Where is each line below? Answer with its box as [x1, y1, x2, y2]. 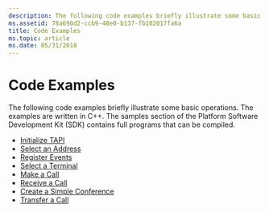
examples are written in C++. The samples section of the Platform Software [8, 112, 259, 121]
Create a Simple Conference [19, 186, 114, 197]
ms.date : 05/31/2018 [8, 42, 78, 50]
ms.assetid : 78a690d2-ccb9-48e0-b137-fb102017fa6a [8, 19, 182, 27]
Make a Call [19, 169, 60, 179]
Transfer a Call [19, 195, 69, 205]
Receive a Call [19, 178, 68, 188]
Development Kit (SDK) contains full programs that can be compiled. [8, 120, 236, 129]
